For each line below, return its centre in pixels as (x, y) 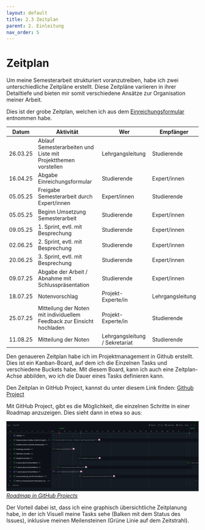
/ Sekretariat (117, 343)
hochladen (52, 328)
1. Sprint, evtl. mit (60, 226)
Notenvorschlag (58, 296)
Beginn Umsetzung (62, 212)
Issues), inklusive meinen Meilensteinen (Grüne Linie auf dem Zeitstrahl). (98, 520)
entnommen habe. (29, 118)
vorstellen (50, 166)
